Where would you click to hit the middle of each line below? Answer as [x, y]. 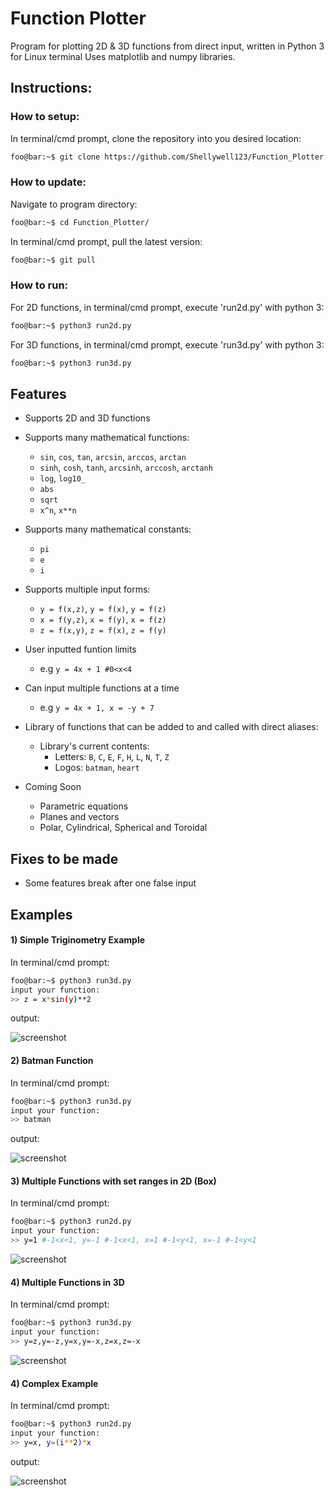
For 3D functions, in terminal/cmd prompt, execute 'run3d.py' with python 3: [167, 344]
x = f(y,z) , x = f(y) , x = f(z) [103, 619]
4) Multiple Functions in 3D [67, 1282]
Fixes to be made [64, 858]
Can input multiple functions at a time [102, 688]
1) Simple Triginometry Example [78, 940]
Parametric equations [84, 806]
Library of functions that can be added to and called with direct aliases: [171, 727]
